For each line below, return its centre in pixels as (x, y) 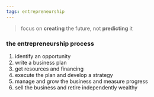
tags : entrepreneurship (36, 11)
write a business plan (41, 62)
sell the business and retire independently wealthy (76, 87)
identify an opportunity (43, 56)
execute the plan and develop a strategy (64, 75)
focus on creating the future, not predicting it (77, 28)
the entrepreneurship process (50, 44)
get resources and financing (49, 69)
